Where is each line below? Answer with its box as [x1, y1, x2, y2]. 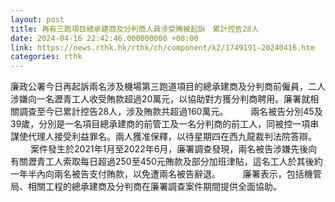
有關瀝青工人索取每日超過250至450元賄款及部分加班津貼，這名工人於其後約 [10, 156, 323, 168]
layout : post [10, 14, 65, 25]
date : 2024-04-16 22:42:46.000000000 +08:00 [10, 33, 199, 43]
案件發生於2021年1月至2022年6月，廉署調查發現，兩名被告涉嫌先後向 [29, 143, 318, 155]
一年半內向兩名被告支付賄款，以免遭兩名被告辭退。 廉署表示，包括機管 [10, 168, 322, 180]
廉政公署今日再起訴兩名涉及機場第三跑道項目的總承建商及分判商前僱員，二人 [10, 81, 326, 93]
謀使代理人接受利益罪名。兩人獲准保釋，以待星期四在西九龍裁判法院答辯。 [10, 131, 317, 143]
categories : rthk [10, 52, 83, 62]
